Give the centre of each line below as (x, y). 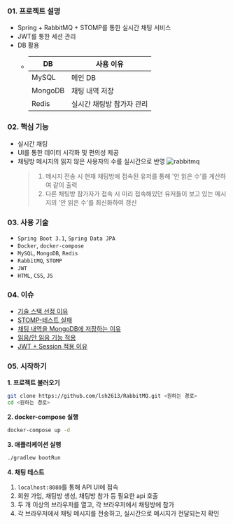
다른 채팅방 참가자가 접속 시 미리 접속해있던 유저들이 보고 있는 (129, 194)
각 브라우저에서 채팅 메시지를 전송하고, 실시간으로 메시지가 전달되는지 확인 (118, 513)
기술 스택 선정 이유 (43, 311)
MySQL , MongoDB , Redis (48, 253)
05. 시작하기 (27, 366)
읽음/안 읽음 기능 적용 (47, 337)
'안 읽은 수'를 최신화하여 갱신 (98, 202)
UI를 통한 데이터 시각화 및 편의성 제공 (68, 152)
